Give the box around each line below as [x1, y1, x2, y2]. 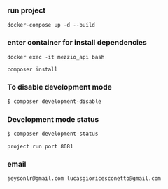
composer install [7, 66, 58, 73]
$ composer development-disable [7, 97, 101, 105]
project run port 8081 [7, 143, 73, 150]
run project [7, 6, 46, 15]
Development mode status [7, 114, 99, 124]
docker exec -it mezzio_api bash [7, 53, 105, 61]
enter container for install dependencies [7, 38, 147, 48]
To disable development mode [7, 82, 112, 92]
